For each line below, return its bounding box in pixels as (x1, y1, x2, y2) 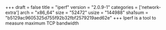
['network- (139, 4, 161, 10)
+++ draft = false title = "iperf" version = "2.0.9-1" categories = (5, 4, 138, 10)
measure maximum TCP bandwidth (5, 20, 79, 26)
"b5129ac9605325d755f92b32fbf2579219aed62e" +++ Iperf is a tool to (5, 15, 156, 20)
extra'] (5, 9, 19, 15)
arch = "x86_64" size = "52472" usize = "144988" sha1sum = (20, 9, 149, 15)
